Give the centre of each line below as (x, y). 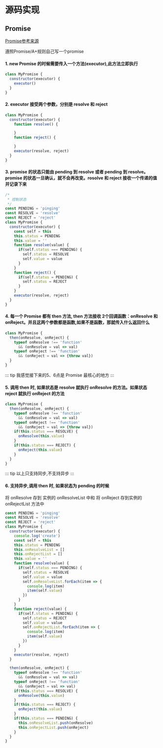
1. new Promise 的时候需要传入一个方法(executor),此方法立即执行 (72, 63)
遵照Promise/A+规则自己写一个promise (44, 51)
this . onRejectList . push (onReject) (54, 727)
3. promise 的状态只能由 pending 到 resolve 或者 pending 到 (66, 172)
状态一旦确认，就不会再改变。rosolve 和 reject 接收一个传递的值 (92, 178)
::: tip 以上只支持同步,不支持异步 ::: (40, 474)
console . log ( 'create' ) (37, 536)
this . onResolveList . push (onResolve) (55, 723)
